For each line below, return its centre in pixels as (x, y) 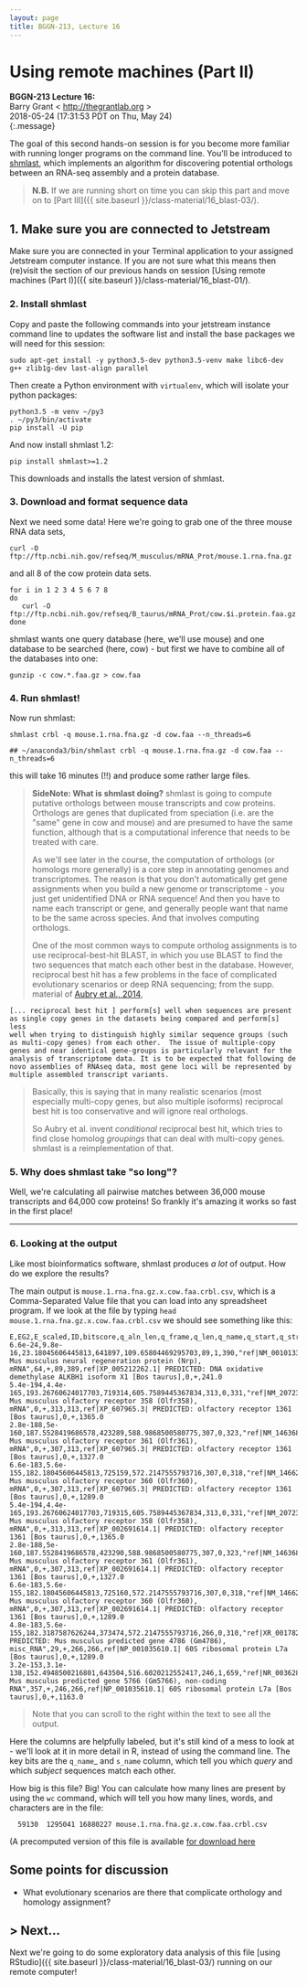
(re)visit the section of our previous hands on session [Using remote (138, 271)
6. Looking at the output (64, 1244)
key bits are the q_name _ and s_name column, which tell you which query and (151, 1760)
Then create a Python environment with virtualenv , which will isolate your (149, 385)
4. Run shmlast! (45, 698)
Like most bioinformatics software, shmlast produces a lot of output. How (148, 1264)
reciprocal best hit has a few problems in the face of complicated (154, 975)
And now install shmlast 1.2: (62, 444)
